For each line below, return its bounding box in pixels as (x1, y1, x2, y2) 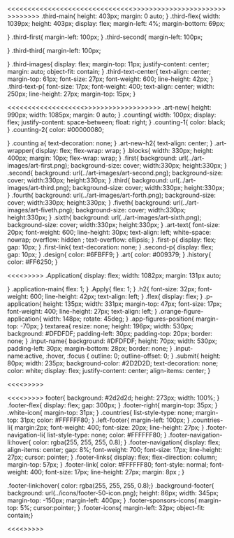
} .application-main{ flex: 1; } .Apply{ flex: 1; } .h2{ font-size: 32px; (7, 285, 197, 293)
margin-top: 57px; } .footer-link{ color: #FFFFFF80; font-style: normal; (7, 460, 209, 469)
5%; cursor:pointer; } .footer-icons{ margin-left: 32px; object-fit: (20, 504, 205, 511)
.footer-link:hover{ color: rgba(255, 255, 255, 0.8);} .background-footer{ (7, 481, 214, 490)
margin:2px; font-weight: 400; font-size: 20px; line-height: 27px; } (14, 423, 205, 431)
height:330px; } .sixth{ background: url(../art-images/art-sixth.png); (7, 213, 202, 221)
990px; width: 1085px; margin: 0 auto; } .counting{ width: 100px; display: (7, 110, 217, 119)
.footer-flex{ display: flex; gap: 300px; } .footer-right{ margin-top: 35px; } (7, 401, 218, 409)
